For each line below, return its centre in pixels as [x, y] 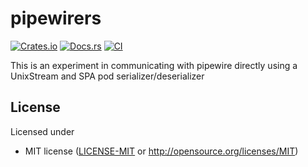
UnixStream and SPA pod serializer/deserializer [107, 76]
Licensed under [42, 131]
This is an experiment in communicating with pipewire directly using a [154, 65]
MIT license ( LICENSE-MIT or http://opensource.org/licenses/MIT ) [161, 151]
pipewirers [56, 18]
